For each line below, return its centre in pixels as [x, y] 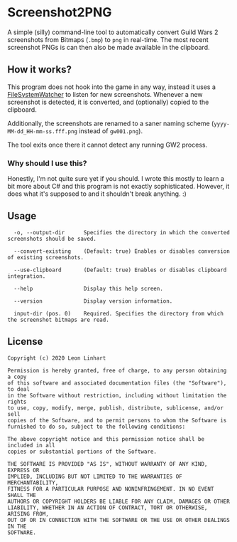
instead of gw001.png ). [111, 131]
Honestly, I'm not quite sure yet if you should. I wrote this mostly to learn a [116, 179]
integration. [27, 276]
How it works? [40, 69]
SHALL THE [22, 495]
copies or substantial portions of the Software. [82, 452]
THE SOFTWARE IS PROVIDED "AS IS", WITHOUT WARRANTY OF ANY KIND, [108, 464]
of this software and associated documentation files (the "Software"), [117, 383]
